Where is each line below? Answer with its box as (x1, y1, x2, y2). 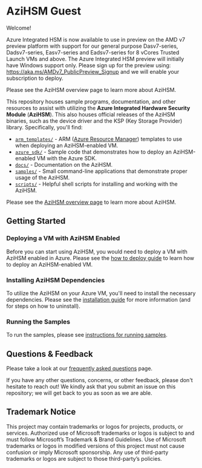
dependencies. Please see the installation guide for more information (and (6, 296, 191, 303)
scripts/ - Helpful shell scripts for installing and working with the (15, 180, 178, 187)
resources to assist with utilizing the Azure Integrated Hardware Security (6, 104, 191, 111)
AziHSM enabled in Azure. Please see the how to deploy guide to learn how (6, 254, 195, 261)
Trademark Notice (6, 407, 76, 417)
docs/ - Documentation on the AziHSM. (15, 161, 113, 168)
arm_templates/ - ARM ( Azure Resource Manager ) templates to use (15, 135, 183, 143)
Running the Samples (6, 317, 71, 326)
